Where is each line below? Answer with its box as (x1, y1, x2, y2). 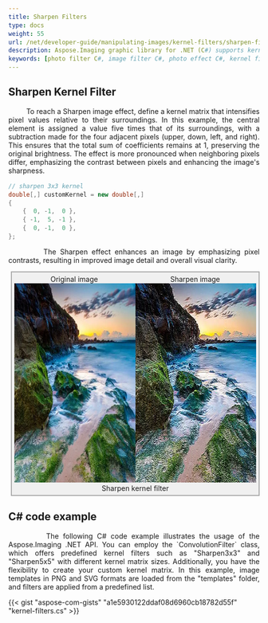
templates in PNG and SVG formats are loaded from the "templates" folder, (8, 574, 260, 583)
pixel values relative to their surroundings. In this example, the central (8, 115, 260, 124)
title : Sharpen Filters (8, 13, 88, 21)
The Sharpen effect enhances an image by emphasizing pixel (43, 247, 260, 257)
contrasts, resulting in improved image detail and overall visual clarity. (8, 255, 238, 264)
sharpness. (8, 166, 45, 175)
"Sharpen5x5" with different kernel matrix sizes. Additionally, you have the (8, 556, 260, 566)
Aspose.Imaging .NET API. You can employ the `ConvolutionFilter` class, (8, 539, 260, 549)
